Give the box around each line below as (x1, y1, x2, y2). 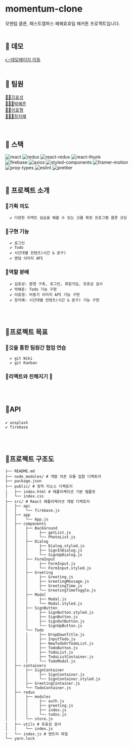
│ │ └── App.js (5, 516, 49, 522)
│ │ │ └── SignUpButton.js (5, 623, 82, 628)
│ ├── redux (5, 690, 35, 695)
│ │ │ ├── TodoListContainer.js (5, 654, 94, 659)
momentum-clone (5, 3, 83, 15)
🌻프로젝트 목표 (5, 328, 48, 337)
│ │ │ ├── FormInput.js (5, 561, 76, 566)
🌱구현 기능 (5, 228, 29, 235)
